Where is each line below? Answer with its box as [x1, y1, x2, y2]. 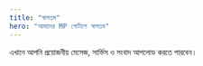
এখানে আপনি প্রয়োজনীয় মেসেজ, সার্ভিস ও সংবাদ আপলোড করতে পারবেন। [9, 46, 198, 57]
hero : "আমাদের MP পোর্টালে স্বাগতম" [9, 22, 110, 31]
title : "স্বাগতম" [9, 13, 60, 23]
